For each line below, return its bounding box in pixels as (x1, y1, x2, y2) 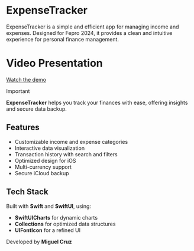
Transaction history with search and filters (14, 150, 118, 157)
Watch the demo (6, 76, 46, 83)
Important (6, 87, 30, 95)
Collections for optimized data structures (14, 220, 116, 227)
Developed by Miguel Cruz (6, 238, 72, 245)
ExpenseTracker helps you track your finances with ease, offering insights (6, 99, 188, 106)
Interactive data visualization (14, 144, 85, 152)
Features (6, 123, 40, 133)
